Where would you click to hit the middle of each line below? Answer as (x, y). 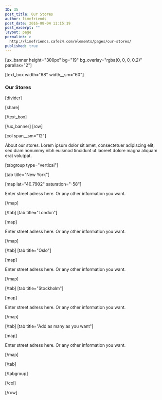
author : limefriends (26, 19)
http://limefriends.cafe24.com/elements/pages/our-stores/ (71, 42)
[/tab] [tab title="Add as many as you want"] (49, 326)
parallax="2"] (18, 65)
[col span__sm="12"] (26, 135)
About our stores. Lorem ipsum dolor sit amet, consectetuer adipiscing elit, (80, 145)
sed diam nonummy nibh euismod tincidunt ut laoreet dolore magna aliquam (81, 150)
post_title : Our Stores (29, 14)
